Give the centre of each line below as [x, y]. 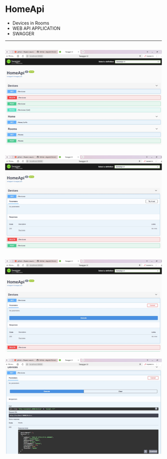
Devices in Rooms [31, 23]
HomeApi [25, 9]
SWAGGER [23, 33]
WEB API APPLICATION [36, 28]
